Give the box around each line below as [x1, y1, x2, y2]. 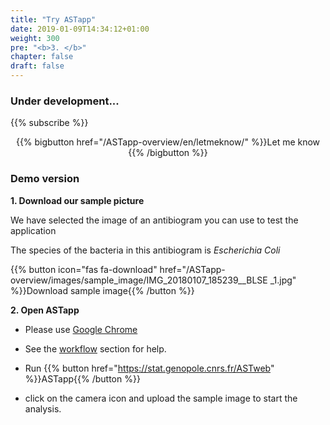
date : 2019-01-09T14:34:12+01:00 [10, 24, 150, 34]
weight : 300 [10, 33, 60, 43]
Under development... [10, 94, 120, 108]
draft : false [10, 61, 65, 71]
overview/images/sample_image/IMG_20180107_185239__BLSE [10, 274, 268, 286]
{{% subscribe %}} [10, 117, 89, 129]
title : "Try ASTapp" [10, 14, 97, 25]
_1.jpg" [269, 274, 297, 286]
